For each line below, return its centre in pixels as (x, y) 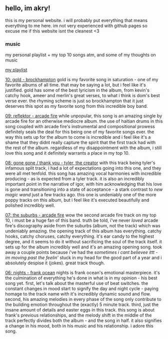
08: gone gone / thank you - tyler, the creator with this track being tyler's (80, 163)
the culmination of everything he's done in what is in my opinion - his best (81, 278)
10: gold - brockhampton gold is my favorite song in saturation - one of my (82, 80)
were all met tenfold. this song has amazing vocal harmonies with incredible (83, 174)
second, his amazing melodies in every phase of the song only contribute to (83, 299)
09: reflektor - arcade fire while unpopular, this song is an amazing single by (84, 116)
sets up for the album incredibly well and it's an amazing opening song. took (84, 247)
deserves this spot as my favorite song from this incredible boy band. (77, 106)
